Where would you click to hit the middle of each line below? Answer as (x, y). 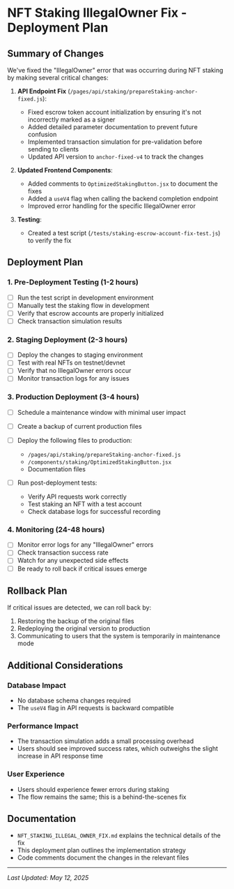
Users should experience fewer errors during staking (93, 789)
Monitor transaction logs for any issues (73, 379)
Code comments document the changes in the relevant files (103, 858)
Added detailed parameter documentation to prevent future (113, 127)
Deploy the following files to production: (75, 440)
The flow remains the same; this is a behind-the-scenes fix (102, 797)
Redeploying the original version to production (84, 629)
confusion (42, 134)
